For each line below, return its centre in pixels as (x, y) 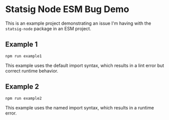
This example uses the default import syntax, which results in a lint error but (85, 65)
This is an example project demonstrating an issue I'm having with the (78, 23)
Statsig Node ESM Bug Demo (67, 9)
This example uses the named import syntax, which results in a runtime (80, 107)
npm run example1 (24, 56)
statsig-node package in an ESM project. (48, 28)
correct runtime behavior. (32, 71)
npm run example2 (24, 98)
